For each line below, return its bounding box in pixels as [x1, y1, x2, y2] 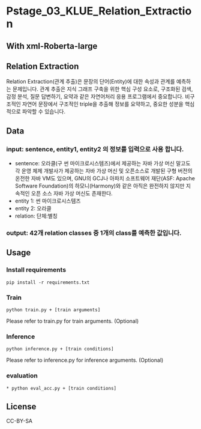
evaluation [6, 371, 38, 380]
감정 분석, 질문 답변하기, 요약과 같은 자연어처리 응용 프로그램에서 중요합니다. [6, 93, 184, 100]
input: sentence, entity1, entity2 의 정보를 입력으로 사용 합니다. [6, 145, 184, 153]
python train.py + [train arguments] [6, 306, 101, 313]
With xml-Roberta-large [6, 41, 98, 51]
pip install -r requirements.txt [6, 279, 90, 285]
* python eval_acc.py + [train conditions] [6, 385, 117, 391]
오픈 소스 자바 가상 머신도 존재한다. [31, 190, 113, 197]
